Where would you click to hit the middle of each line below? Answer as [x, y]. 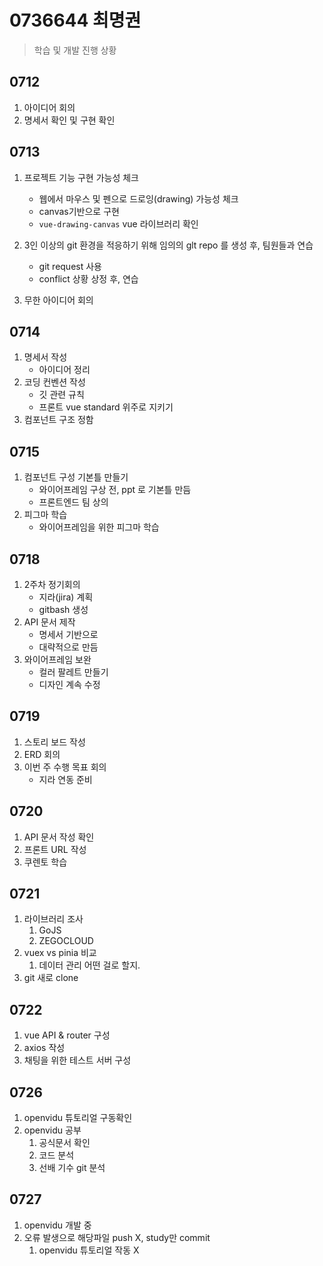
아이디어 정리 [64, 370]
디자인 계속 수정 [69, 684]
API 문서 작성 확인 [59, 837]
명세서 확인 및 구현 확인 [69, 120]
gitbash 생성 [63, 609]
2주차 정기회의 [52, 584]
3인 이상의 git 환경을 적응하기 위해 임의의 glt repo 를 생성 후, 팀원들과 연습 [168, 245]
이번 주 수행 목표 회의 [65, 767]
